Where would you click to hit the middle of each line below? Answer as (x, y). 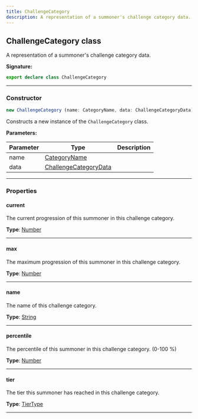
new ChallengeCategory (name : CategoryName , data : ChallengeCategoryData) (100, 110)
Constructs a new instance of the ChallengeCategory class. (77, 122)
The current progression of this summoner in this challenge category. (90, 218)
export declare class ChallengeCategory (57, 77)
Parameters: (22, 133)
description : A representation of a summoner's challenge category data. (99, 17)
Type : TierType (24, 404)
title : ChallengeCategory (38, 12)
